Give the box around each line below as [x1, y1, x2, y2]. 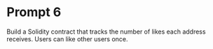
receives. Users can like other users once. [6, 34, 128, 43]
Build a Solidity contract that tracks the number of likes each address [6, 27, 206, 36]
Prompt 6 [6, 4, 62, 20]
